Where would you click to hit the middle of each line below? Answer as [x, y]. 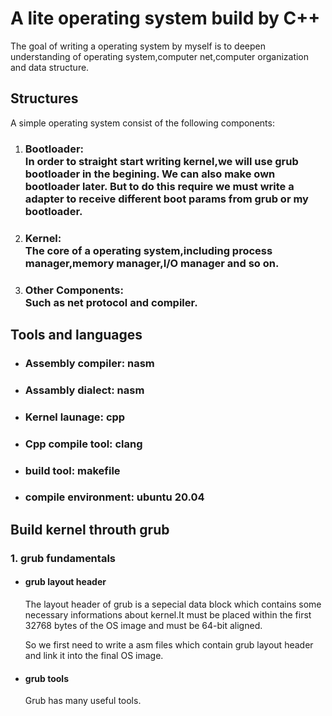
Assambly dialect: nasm [84, 390]
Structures [44, 98]
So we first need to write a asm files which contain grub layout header [169, 644]
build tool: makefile [72, 470]
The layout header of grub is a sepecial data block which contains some [173, 604]
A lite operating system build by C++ [165, 18]
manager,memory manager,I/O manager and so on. [152, 263]
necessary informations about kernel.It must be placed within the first [168, 614]
